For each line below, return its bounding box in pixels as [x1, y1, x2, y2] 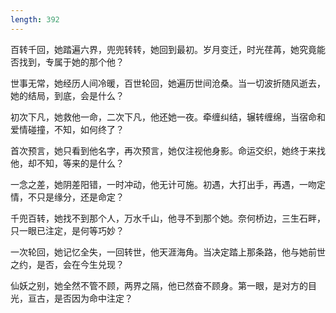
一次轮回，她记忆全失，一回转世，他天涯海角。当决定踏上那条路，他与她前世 [10, 246, 326, 258]
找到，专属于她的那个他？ [18, 56, 125, 68]
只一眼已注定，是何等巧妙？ [10, 224, 125, 236]
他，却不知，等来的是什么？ [10, 157, 125, 169]
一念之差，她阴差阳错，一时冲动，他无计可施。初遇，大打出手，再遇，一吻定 [10, 178, 326, 190]
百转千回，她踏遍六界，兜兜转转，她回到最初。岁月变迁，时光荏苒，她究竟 [10, 43, 317, 55]
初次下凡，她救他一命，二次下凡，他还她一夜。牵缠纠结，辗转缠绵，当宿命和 [10, 111, 326, 123]
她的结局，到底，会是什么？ [10, 89, 125, 101]
